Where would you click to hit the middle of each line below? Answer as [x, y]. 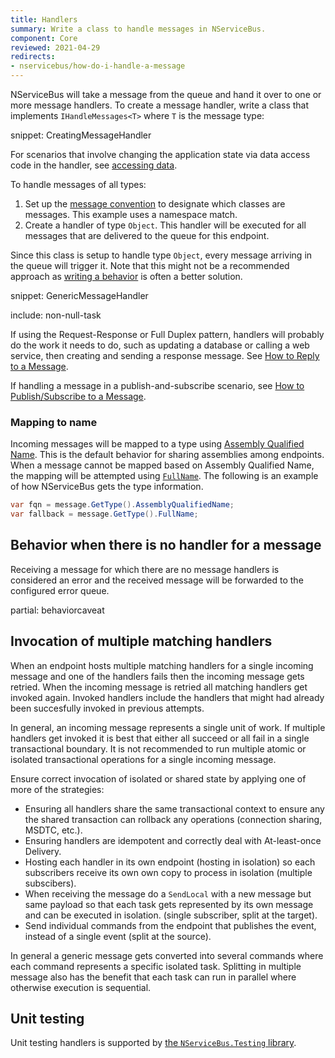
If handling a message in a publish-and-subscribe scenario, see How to [157, 385]
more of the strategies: [57, 789]
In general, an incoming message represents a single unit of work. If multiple [168, 727]
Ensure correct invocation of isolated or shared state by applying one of [158, 778]
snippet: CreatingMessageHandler [81, 135]
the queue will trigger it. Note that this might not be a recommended [150, 265]
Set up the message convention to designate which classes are [155, 204]
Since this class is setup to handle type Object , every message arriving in [161, 255]
